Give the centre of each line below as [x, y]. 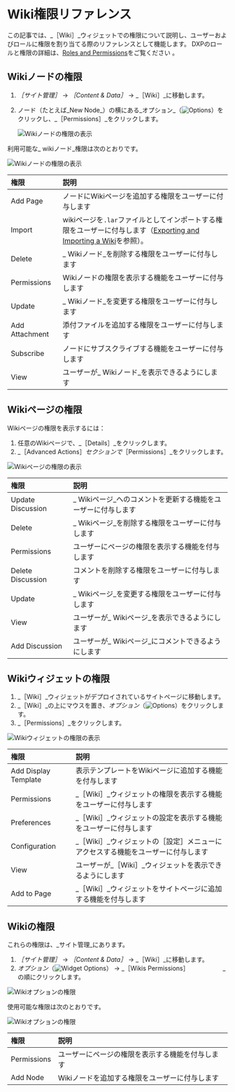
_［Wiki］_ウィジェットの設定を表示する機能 [149, 818]
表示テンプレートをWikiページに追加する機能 [149, 770]
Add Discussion [37, 646]
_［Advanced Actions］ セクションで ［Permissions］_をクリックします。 [122, 451]
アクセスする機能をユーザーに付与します [142, 852]
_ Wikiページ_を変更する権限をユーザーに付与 [147, 594]
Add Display [31, 771]
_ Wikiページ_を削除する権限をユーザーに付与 [147, 523]
